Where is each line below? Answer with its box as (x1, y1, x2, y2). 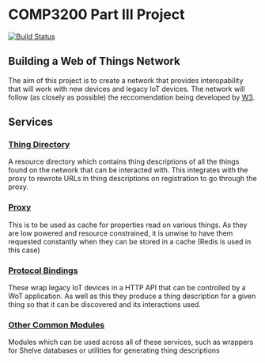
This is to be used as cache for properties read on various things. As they (8, 220, 248, 229)
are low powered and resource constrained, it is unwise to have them (8, 228, 233, 238)
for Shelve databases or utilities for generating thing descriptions (8, 346, 220, 355)
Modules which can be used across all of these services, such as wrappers (8, 338, 254, 347)
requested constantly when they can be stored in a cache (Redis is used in (8, 236, 252, 246)
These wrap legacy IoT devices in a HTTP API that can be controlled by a (8, 283, 247, 293)
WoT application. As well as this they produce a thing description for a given (8, 291, 256, 301)
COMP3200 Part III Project (8, 6, 185, 24)
